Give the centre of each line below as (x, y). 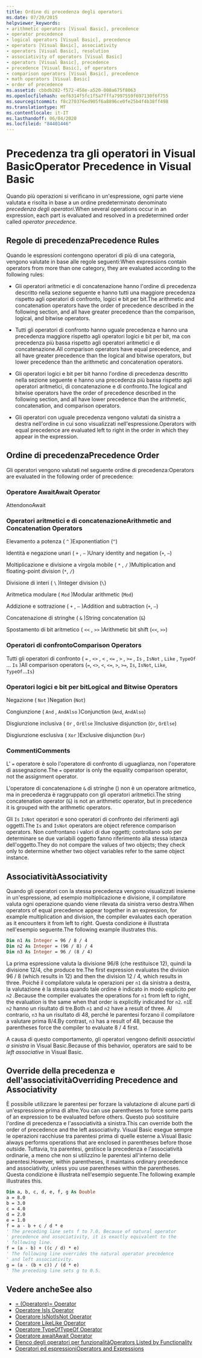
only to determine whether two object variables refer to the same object (96, 851)
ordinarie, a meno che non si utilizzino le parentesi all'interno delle (88, 1155)
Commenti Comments (38, 750)
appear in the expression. (46, 436)
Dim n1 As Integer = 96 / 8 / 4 (47, 940)
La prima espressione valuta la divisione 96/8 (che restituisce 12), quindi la (99, 963)
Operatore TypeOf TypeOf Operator (58, 1330)
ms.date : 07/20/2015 (32, 17)
